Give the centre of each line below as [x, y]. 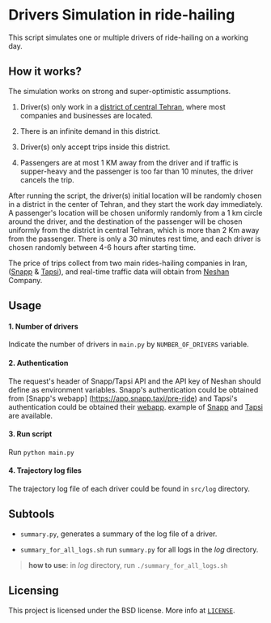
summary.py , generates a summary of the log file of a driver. [119, 534]
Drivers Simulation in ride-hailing [122, 15]
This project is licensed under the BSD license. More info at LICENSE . [122, 610]
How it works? [45, 72]
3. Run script [30, 434]
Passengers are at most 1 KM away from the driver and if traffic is [129, 162]
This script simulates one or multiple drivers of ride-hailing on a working [129, 37]
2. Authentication [38, 363]
